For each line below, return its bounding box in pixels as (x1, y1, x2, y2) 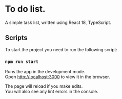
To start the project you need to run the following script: (5, 46, 118, 52)
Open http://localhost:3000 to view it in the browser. (5, 74, 110, 80)
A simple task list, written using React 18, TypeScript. (5, 20, 111, 25)
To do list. (5, 3, 46, 15)
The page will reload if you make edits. (5, 83, 83, 89)
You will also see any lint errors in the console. (5, 89, 99, 95)
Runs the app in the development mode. (5, 69, 85, 75)
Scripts (5, 34, 28, 42)
